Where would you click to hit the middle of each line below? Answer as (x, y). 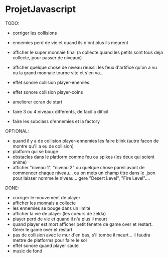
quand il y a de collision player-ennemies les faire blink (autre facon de (86, 141)
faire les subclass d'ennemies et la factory (56, 121)
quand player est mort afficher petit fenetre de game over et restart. (82, 224)
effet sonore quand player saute (45, 245)
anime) (20, 162)
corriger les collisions (35, 33)
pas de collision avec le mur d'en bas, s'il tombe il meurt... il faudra (81, 235)
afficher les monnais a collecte (44, 203)
